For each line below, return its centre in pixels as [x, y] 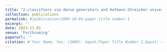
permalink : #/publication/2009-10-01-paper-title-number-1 [68, 19]
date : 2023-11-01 [23, 28]
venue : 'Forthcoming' [28, 33]
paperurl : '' [19, 38]
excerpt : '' [17, 24]
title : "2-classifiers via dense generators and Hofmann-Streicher [77, 10]
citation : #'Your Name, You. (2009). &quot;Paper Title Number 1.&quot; [82, 42]
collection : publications [32, 14]
